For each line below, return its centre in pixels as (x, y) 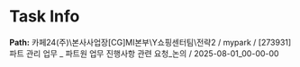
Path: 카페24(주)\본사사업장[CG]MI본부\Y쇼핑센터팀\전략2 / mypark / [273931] (150, 42)
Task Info (45, 17)
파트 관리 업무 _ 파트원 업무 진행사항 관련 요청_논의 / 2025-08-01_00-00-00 (144, 53)
